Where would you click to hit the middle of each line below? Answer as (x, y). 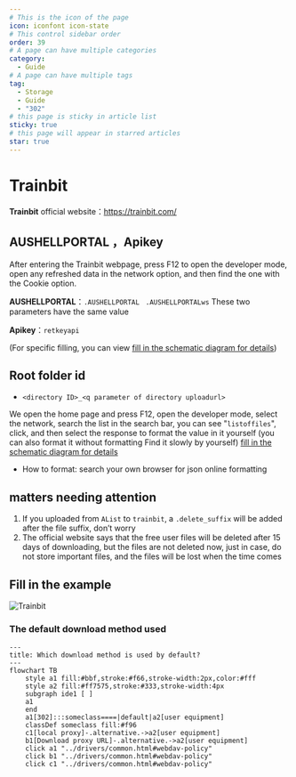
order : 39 (28, 42)
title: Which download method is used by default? (105, 655)
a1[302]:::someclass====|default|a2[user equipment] (125, 717)
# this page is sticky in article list (83, 117)
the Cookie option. (43, 283)
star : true (29, 142)
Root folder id (48, 375)
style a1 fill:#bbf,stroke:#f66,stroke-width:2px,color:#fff (140, 679)
